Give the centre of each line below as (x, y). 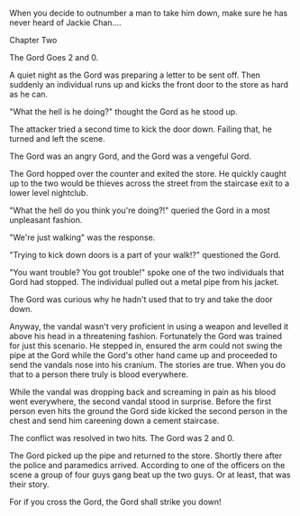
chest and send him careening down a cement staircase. (114, 420)
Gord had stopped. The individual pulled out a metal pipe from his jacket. (144, 282)
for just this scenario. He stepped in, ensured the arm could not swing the (146, 346)
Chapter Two (33, 40)
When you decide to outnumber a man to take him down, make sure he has (149, 13)
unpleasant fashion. (46, 220)
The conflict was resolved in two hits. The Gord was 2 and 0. (122, 438)
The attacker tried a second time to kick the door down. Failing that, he (141, 129)
